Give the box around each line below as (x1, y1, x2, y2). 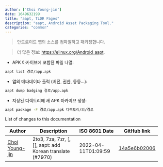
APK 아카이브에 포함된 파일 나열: (12, 60, 74, 65)
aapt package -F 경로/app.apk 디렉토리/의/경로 (5, 107, 94, 112)
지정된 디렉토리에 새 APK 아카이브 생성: (12, 97, 87, 103)
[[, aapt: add (32, 141, 61, 148)
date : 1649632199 (5, 12, 40, 16)
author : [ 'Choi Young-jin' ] (5, 7, 62, 12)
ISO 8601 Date (79, 127, 114, 134)
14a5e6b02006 (118, 145, 156, 152)
